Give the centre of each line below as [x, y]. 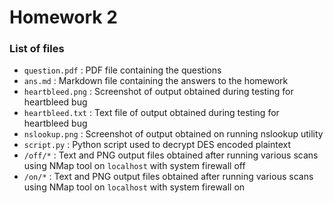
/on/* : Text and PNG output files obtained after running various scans [168, 177]
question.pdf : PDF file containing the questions [122, 70]
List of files [37, 49]
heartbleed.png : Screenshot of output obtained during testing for [158, 92]
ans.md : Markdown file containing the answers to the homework [156, 81]
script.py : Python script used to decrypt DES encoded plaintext [157, 145]
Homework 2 [63, 17]
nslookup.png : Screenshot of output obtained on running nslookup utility [173, 134]
